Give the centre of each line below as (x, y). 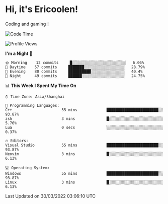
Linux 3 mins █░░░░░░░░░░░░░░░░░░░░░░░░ (84, 182)
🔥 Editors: (17, 141)
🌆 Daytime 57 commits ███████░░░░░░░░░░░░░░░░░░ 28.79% (75, 67)
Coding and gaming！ (28, 24)
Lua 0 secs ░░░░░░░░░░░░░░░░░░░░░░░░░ (84, 127)
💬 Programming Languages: (32, 105)
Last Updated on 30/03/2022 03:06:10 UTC (51, 196)
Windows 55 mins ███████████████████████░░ (84, 173)
